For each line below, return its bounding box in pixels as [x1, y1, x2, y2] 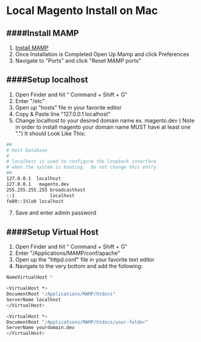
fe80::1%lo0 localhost [6, 198, 64, 204]
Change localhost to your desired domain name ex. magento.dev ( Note [15, 116, 195, 124]
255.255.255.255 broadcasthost [6, 187, 86, 193]
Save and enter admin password [15, 209, 96, 216]
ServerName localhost [6, 296, 62, 302]
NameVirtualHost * [6, 274, 53, 280]
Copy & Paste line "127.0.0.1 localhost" [15, 110, 111, 118]
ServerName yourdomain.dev [6, 324, 75, 331]
